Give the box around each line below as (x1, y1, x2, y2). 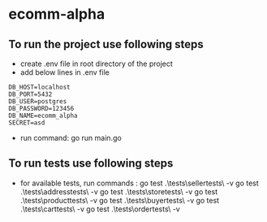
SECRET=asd (8, 119, 45, 127)
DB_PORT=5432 (8, 90, 53, 98)
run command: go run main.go (19, 133, 122, 142)
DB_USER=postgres (8, 98, 67, 106)
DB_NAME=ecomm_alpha (8, 111, 79, 120)
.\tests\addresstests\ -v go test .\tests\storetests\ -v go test (19, 186, 218, 196)
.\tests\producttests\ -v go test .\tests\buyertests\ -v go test (19, 195, 220, 205)
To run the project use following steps (8, 37, 205, 51)
